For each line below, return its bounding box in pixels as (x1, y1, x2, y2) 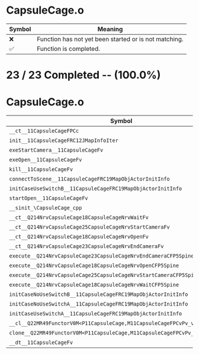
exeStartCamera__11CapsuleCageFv (9, 147, 104, 154)
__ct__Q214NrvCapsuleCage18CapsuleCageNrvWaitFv (9, 214, 149, 221)
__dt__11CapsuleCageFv (9, 339, 73, 346)
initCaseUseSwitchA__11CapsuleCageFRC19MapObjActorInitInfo (9, 310, 182, 317)
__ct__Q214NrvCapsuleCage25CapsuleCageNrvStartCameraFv (9, 224, 170, 231)
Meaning (97, 25, 123, 33)
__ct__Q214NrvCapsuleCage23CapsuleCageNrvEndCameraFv (9, 243, 164, 250)
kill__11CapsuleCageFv (9, 166, 73, 173)
